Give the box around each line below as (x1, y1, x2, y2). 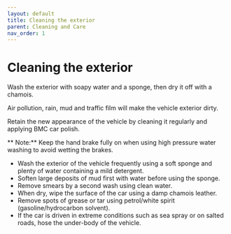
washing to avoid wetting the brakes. (7, 146, 113, 154)
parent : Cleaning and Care (7, 23, 86, 30)
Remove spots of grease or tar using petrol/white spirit (17, 196, 175, 205)
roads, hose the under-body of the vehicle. (17, 219, 141, 227)
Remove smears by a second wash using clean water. (17, 182, 173, 190)
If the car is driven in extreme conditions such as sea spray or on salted (17, 211, 224, 220)
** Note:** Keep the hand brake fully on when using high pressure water (7, 138, 216, 147)
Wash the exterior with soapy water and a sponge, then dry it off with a (7, 83, 212, 92)
